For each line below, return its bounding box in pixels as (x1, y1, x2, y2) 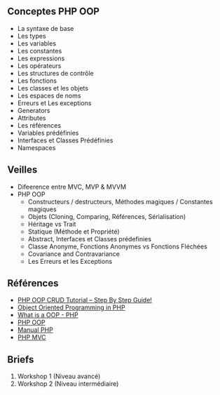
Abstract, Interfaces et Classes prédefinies (27, 234, 152, 243)
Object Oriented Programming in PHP (17, 303, 125, 312)
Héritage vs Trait (27, 220, 76, 228)
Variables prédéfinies (17, 128, 79, 137)
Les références (17, 121, 62, 129)
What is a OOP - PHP (17, 311, 78, 319)
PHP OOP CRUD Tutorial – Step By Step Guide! (17, 296, 153, 304)
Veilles (7, 164, 38, 176)
